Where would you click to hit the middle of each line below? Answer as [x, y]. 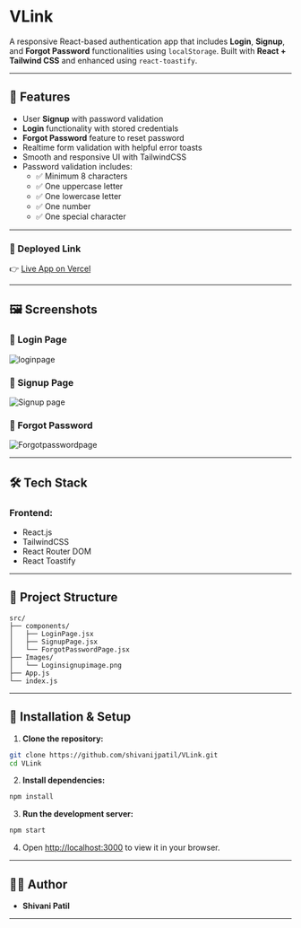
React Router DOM [57, 552]
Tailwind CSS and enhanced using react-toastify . [103, 60]
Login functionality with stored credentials [100, 128]
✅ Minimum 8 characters [82, 176]
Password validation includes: [77, 166]
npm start [28, 831]
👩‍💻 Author [39, 884]
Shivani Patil [46, 906]
